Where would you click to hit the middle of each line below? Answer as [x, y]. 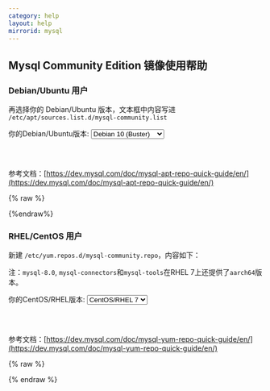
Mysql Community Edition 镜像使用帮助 [108, 65]
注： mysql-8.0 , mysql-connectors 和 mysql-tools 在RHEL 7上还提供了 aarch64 [132, 272]
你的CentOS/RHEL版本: [47, 300]
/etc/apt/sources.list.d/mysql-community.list [88, 118]
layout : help [30, 23]
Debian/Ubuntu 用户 [48, 90]
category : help [34, 16]
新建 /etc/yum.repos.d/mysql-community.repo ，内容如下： [104, 256]
